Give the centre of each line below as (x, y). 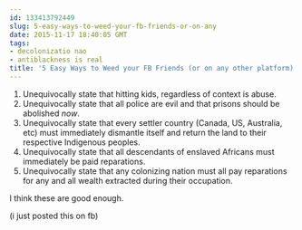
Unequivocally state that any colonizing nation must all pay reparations (155, 171)
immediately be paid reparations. (84, 161)
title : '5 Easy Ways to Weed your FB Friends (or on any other (132, 69)
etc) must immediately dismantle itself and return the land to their (145, 132)
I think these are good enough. (67, 198)
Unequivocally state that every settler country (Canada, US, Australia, (152, 122)
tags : (19, 43)
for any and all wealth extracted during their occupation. (127, 180)
